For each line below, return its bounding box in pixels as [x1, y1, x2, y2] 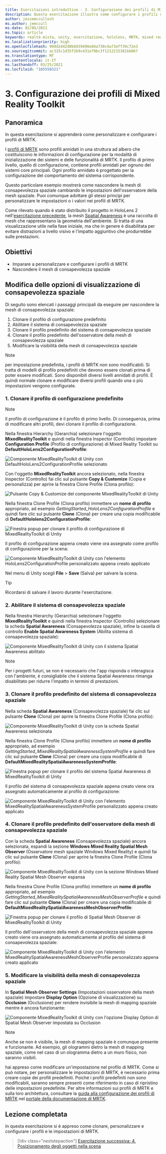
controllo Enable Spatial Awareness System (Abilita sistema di [5, 628, 133, 635]
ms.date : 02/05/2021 [5, 26, 48, 31]
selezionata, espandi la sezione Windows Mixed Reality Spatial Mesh [5, 843, 148, 849]
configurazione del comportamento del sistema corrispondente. [5, 172, 135, 178]
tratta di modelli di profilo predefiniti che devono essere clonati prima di [5, 367, 151, 373]
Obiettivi [5, 248, 32, 256]
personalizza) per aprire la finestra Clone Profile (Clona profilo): [5, 481, 134, 487]
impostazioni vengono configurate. [5, 382, 77, 388]
